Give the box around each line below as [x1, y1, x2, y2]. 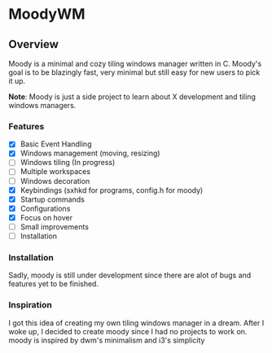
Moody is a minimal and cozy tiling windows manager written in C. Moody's [8, 59, 262, 68]
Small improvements [20, 221, 90, 232]
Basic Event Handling [20, 139, 92, 149]
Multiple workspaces [20, 167, 91, 176]
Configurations [20, 203, 71, 213]
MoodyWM [8, 5, 86, 24]
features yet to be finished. [8, 279, 99, 289]
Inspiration [8, 299, 53, 311]
